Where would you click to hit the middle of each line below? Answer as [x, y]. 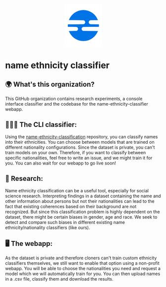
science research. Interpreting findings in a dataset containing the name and [83, 196]
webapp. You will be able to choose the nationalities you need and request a [83, 269]
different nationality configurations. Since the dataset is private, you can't [80, 147]
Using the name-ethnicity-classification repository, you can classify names [82, 137]
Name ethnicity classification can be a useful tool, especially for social [77, 190]
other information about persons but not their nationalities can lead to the [80, 201]
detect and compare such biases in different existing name [65, 222]
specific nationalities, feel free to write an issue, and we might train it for [79, 158]
